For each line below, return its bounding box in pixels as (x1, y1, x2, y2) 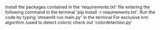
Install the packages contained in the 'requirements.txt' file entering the (5, 4, 150, 10)
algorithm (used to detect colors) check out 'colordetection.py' (5, 19, 132, 25)
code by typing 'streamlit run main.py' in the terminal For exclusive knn (5, 15, 149, 20)
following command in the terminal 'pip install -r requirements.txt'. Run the (5, 9, 156, 15)
